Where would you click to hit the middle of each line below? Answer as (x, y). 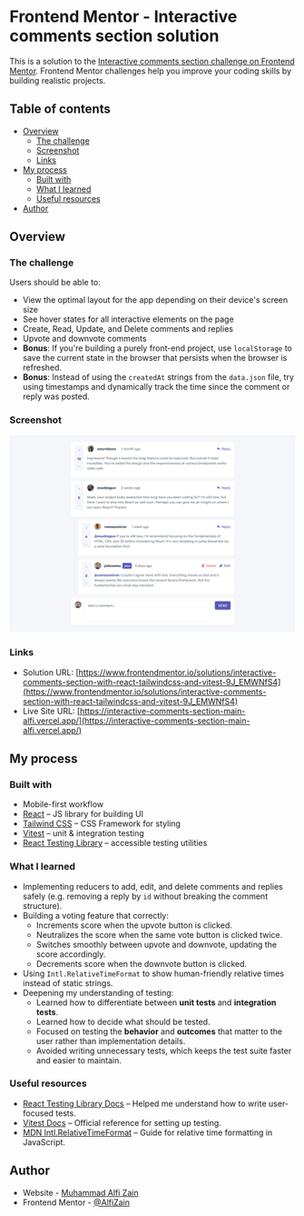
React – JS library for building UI (83, 814)
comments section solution (114, 36)
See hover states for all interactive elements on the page (128, 319)
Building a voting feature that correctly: (96, 915)
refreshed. (42, 368)
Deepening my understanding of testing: (98, 992)
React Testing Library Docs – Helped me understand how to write (144, 1103)
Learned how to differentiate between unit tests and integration (156, 1002)
